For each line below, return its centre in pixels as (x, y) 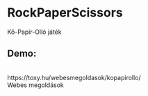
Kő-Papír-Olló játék (34, 32)
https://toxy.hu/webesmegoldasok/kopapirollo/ (74, 77)
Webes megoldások (36, 85)
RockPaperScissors (65, 13)
